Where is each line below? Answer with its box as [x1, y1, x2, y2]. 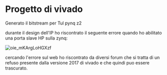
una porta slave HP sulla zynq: [5, 35, 68, 41]
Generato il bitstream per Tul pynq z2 [5, 20, 82, 26]
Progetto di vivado [5, 3, 83, 15]
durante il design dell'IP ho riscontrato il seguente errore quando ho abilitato [5, 29, 162, 35]
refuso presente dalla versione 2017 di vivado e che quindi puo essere [5, 59, 150, 65]
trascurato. [5, 65, 28, 71]
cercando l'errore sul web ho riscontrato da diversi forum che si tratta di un [5, 54, 160, 60]
